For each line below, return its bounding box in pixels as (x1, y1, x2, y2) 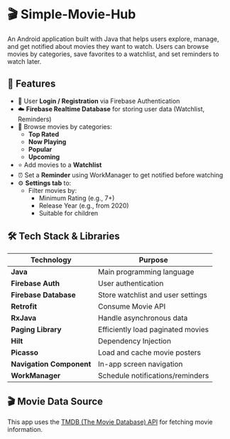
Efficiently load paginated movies (98, 324, 209, 334)
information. (7, 426, 43, 434)
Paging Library (11, 324, 62, 334)
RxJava (11, 313, 37, 323)
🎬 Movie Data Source (7, 395, 104, 407)
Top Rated (28, 130, 59, 138)
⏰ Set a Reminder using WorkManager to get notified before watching (17, 170, 224, 179)
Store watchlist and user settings (98, 289, 207, 299)
